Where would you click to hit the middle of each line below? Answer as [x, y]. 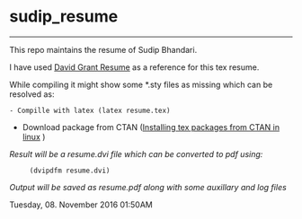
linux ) [34, 136]
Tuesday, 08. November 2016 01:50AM [81, 205]
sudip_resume [64, 17]
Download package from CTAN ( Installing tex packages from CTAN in [151, 127]
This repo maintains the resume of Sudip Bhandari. [103, 49]
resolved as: [32, 94]
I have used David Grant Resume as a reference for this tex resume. [134, 67]
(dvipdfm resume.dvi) [70, 171]
